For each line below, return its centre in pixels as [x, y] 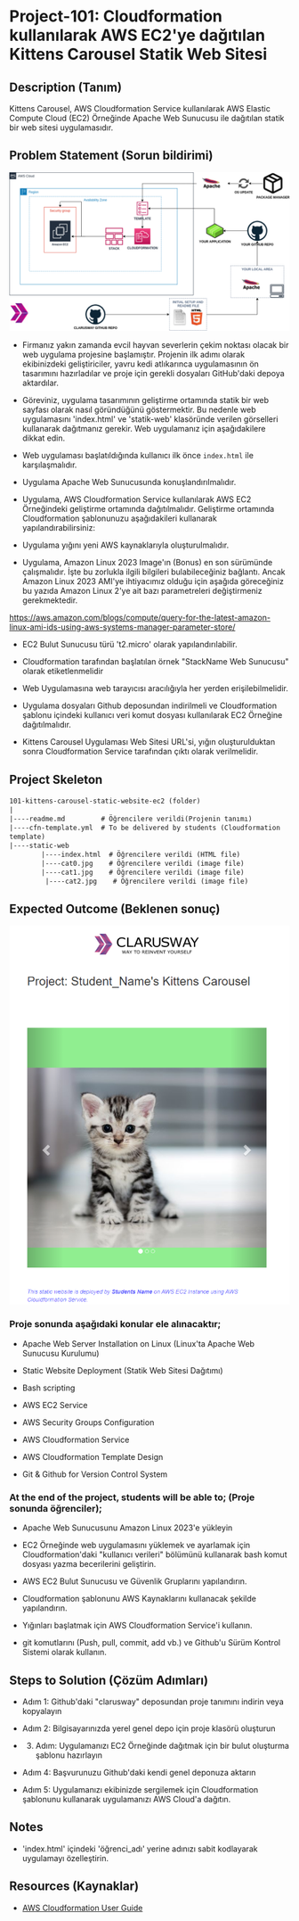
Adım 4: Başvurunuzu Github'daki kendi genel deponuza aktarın [139, 1772]
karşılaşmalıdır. [49, 465]
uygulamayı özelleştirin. [65, 1858]
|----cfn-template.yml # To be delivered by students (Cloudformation [145, 828]
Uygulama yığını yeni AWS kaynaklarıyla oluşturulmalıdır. [125, 545]
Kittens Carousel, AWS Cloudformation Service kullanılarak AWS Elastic [140, 108]
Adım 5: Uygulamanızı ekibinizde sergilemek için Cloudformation [140, 1789]
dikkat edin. [43, 438]
